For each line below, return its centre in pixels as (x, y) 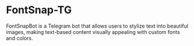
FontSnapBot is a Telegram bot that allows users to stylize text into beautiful (97, 26)
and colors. (20, 38)
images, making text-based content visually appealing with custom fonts (93, 32)
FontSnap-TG (39, 10)
